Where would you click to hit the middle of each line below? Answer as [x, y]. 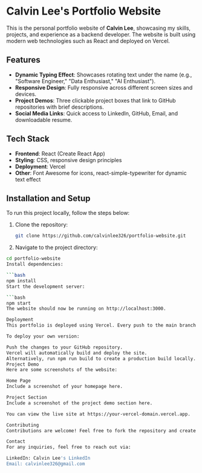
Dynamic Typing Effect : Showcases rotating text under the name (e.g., [103, 75]
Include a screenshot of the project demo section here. [80, 403]
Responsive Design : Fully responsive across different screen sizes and [104, 87]
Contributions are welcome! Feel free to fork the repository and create [101, 430]
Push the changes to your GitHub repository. [64, 347]
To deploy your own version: [43, 336]
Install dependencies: [35, 264]
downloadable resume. [44, 120]
